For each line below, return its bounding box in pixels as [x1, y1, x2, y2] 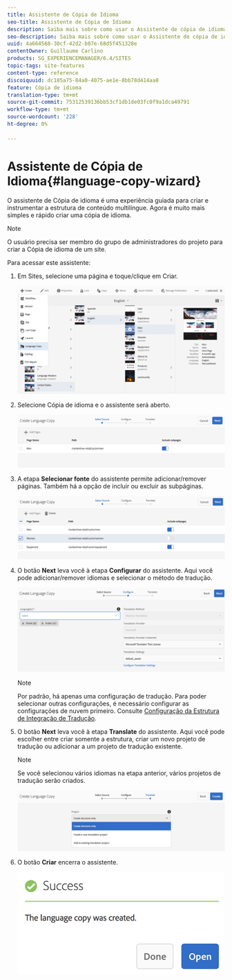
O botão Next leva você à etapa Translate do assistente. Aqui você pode [17, 727, 225, 736]
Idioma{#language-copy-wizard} [7, 173, 202, 189]
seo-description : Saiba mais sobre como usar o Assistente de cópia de [7, 33, 217, 40]
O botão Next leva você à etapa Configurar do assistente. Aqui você [17, 566, 213, 575]
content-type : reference [7, 69, 79, 76]
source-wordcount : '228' [7, 113, 79, 120]
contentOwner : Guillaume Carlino [7, 48, 104, 55]
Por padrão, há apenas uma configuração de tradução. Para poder [17, 692, 207, 700]
